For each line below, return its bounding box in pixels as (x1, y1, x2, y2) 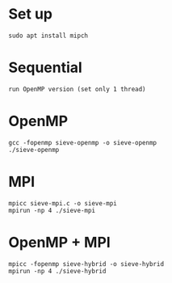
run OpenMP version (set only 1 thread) (8, 85, 147, 93)
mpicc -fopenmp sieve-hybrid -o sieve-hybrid (8, 260, 164, 268)
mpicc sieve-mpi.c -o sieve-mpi (8, 199, 117, 207)
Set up (8, 5, 52, 23)
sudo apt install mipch (8, 32, 89, 40)
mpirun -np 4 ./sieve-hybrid (8, 267, 107, 275)
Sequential (8, 58, 82, 77)
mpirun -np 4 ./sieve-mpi (8, 206, 95, 214)
